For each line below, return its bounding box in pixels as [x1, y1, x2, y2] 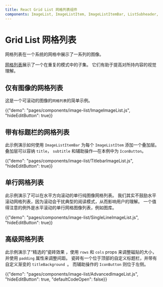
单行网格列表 [5, 178, 44, 187]
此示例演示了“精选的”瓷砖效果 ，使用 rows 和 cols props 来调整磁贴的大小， [5, 249, 157, 255]
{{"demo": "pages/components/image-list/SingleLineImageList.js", [5, 214, 139, 220]
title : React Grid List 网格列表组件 [5, 7, 78, 12]
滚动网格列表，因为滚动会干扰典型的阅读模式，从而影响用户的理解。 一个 [5, 198, 152, 204]
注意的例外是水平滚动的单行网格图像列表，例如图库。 [9, 204, 116, 211]
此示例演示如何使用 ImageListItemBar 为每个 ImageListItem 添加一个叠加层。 [5, 142, 160, 148]
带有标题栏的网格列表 [5, 128, 70, 136]
